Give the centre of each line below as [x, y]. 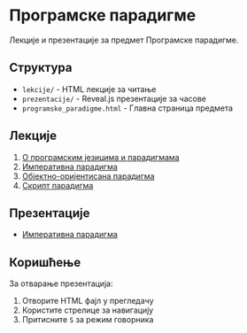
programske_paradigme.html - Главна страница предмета [127, 108]
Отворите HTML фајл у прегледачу [88, 301]
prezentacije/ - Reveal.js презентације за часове [114, 98]
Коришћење [45, 262]
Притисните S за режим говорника [88, 320]
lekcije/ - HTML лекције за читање [89, 89]
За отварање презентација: [61, 283]
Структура [41, 68]
